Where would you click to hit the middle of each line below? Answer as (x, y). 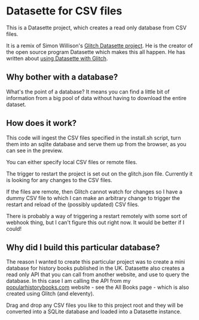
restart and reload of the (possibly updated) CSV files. (73, 204)
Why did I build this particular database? (83, 247)
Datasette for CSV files (64, 11)
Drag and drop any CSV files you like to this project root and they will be (95, 305)
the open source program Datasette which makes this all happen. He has (96, 52)
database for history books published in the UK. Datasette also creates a (95, 268)
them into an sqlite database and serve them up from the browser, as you (96, 144)
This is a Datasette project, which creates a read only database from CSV (97, 28)
